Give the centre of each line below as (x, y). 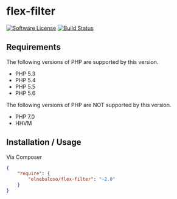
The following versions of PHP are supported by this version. (82, 61)
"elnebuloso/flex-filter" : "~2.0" (72, 180)
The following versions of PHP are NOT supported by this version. (89, 105)
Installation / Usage (44, 142)
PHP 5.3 (25, 74)
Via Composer (24, 157)
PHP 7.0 (25, 116)
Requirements (33, 47)
